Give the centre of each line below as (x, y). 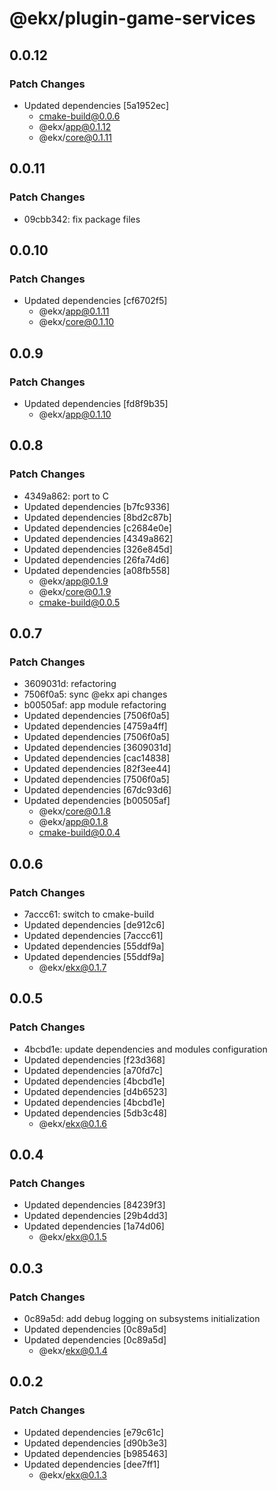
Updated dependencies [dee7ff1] (92, 1464)
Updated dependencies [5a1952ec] (96, 105)
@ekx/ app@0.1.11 (74, 311)
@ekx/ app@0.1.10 (75, 414)
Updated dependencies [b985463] (95, 1453)
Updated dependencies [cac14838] (97, 758)
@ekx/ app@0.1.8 (73, 822)
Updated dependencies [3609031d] (97, 748)
